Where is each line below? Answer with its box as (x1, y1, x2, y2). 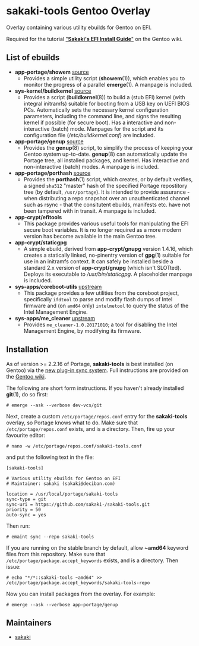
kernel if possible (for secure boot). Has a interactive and (23, 119, 163, 126)
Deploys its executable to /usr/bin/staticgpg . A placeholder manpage (23, 270, 192, 278)
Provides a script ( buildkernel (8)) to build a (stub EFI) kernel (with (23, 93, 185, 100)
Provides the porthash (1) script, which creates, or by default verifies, (23, 175, 193, 182)
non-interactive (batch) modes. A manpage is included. (23, 163, 159, 170)
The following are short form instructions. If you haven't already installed (6, 385, 184, 392)
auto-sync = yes (6, 512, 46, 518)
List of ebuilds (6, 52, 60, 63)
